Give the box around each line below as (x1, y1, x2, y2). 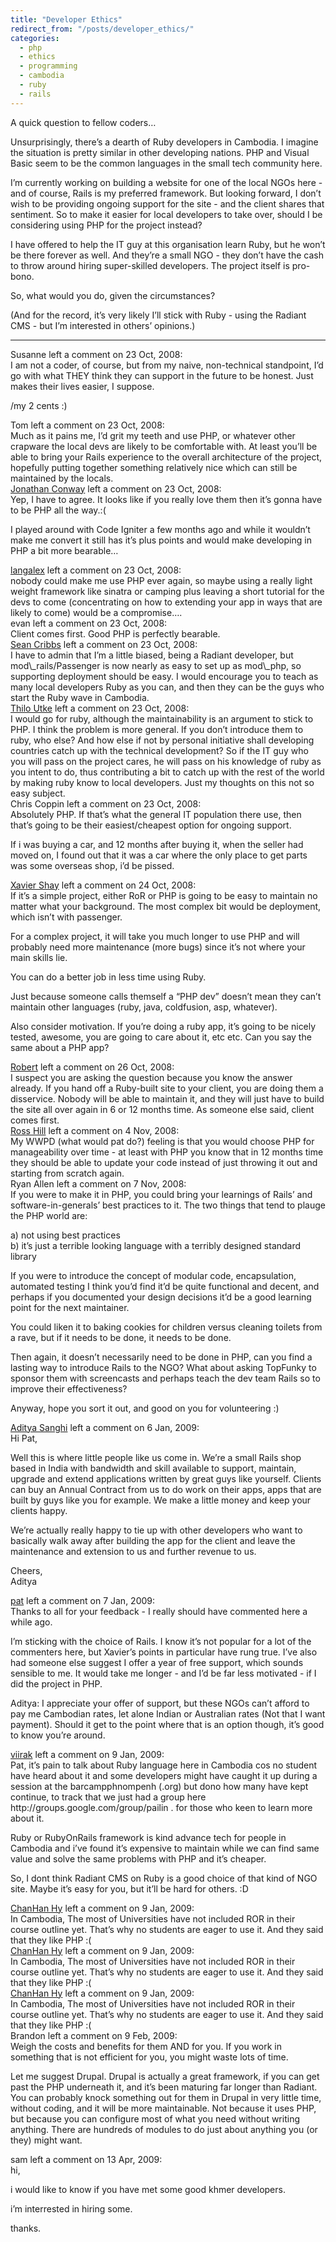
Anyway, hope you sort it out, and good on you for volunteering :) (10, 1402, 280, 1414)
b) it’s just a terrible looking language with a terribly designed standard (10, 1239, 302, 1251)
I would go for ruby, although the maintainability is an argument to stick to (10, 712, 314, 725)
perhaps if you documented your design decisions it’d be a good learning (10, 1291, 312, 1303)
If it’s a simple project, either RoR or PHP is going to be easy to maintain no (10, 889, 318, 901)
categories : (10, 33, 60, 43)
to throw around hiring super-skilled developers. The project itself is (10, 259, 290, 271)
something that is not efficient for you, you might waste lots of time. (10, 2051, 289, 2063)
